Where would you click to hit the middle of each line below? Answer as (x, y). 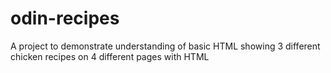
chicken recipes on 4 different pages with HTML (110, 56)
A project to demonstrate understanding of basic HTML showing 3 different (165, 46)
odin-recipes (65, 18)
